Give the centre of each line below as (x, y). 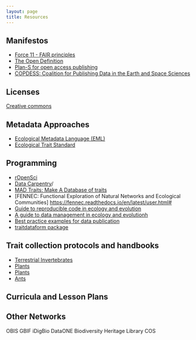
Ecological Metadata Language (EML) (60, 138)
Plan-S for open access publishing (56, 67)
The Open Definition (39, 61)
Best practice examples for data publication (67, 221)
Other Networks (36, 317)
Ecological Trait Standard (45, 145)
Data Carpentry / (34, 183)
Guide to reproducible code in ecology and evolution (78, 208)
